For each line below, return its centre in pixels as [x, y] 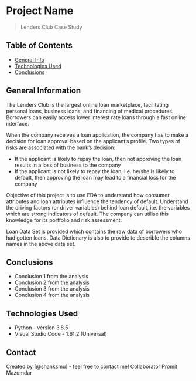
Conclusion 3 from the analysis [52, 289]
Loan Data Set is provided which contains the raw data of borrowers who [94, 231]
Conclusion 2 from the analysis [52, 282]
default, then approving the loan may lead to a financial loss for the [95, 177]
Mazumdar [19, 373]
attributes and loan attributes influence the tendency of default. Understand [97, 201]
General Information [44, 91]
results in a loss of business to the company [68, 165]
